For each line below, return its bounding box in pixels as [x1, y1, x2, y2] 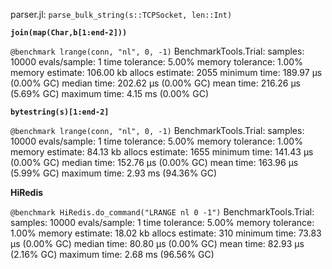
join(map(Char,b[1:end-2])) [10, 28, 128, 38]
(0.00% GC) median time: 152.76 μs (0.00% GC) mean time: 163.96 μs [10, 157, 299, 168]
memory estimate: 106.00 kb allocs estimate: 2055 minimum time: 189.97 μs [10, 67, 323, 78]
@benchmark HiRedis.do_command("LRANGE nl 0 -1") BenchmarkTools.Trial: [10, 206, 315, 218]
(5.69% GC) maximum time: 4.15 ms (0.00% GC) [10, 88, 210, 99]
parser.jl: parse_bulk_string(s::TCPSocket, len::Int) [10, 9, 233, 20]
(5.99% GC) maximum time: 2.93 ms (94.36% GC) [10, 167, 218, 179]
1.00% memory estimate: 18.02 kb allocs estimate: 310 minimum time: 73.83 [10, 227, 322, 239]
